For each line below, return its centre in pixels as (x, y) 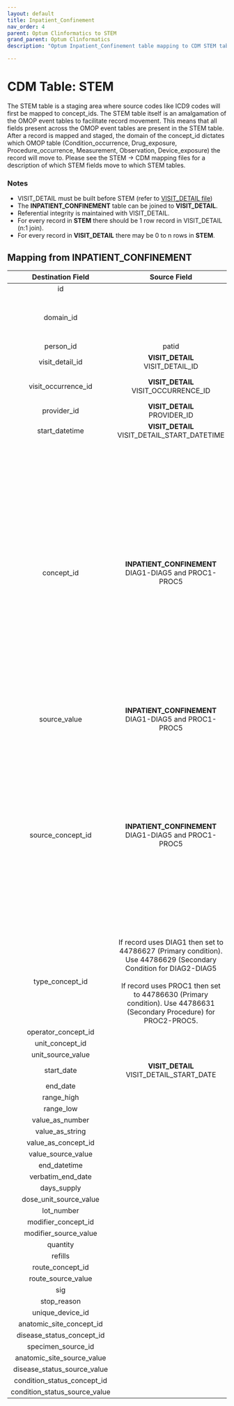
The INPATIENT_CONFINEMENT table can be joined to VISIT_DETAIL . (117, 206)
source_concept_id (61, 835)
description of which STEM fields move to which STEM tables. (96, 165)
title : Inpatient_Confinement (51, 20)
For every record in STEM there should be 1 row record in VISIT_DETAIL (120, 221)
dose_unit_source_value (61, 1200)
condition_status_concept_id (61, 1381)
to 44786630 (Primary (171, 995)
